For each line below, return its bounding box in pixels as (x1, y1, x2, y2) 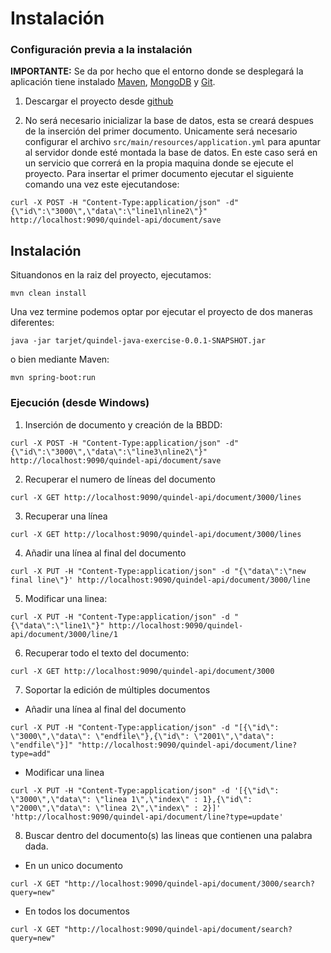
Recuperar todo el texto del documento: (24, 647, 190, 659)
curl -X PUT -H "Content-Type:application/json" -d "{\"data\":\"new (10, 566, 307, 576)
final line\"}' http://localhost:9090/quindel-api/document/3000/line (10, 575, 311, 585)
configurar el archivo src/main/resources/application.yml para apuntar (24, 136, 321, 148)
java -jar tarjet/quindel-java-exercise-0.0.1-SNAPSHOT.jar (10, 336, 267, 346)
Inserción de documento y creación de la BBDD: (24, 418, 223, 431)
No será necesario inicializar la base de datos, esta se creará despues (24, 115, 314, 127)
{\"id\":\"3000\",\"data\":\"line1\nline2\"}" (10, 207, 208, 217)
